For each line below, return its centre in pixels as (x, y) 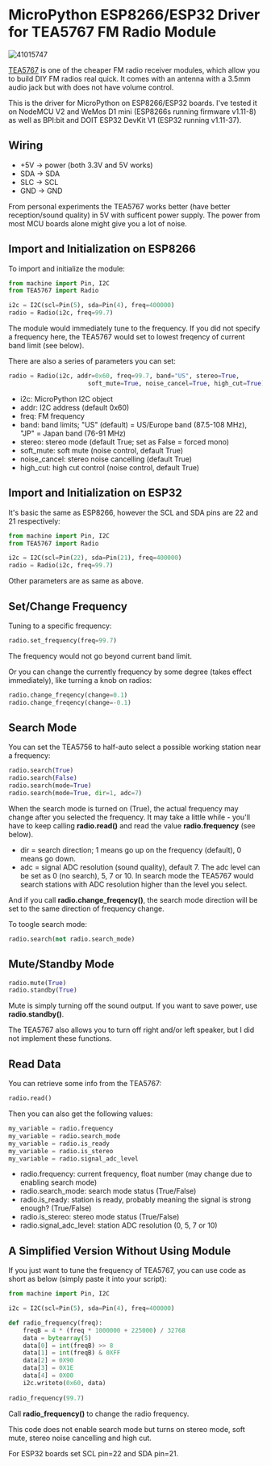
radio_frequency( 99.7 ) (46, 1398)
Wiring (26, 146)
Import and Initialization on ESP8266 (102, 249)
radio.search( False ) (43, 778)
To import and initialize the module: (67, 268)
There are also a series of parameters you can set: (92, 361)
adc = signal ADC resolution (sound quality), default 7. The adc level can (140, 867)
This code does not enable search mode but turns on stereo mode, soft (127, 1429)
